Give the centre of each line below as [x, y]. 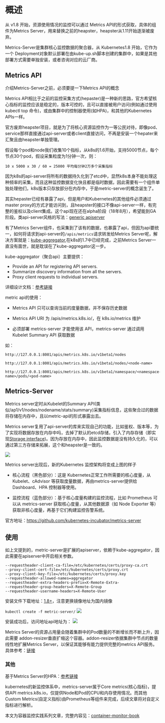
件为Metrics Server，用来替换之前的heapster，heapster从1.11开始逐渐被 [78, 30]
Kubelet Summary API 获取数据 [43, 335]
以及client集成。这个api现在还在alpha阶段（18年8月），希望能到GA [89, 211]
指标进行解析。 [20, 705]
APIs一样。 [16, 116]
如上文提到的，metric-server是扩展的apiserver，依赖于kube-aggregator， [80, 550]
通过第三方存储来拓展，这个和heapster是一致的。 [55, 445]
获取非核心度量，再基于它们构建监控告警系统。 [59, 510]
